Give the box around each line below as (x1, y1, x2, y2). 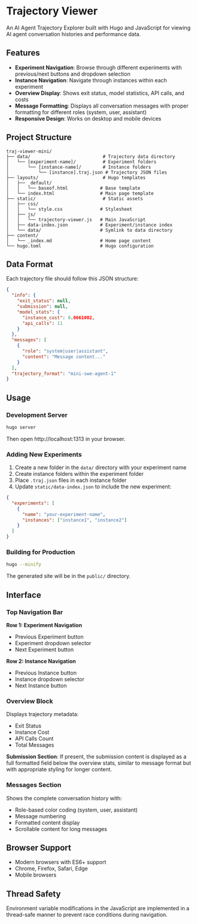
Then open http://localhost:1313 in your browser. (6, 435, 126, 442)
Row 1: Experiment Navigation (6, 621, 83, 628)
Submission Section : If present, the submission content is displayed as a (6, 753, 187, 761)
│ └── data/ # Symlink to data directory (6, 227, 172, 233)
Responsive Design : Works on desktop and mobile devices (14, 115, 162, 122)
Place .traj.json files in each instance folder (14, 476, 127, 484)
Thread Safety (6, 889, 61, 899)
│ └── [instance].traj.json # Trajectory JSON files (6, 169, 168, 175)
